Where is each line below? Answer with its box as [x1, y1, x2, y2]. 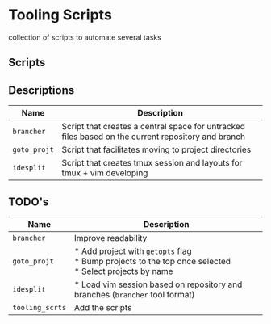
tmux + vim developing [61, 167, 148, 179]
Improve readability [73, 232, 148, 243]
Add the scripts [73, 301, 132, 313]
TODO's [8, 195, 49, 208]
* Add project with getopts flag [73, 245, 192, 256]
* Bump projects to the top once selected [73, 255, 231, 267]
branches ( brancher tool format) [73, 288, 195, 300]
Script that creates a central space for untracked [61, 121, 246, 133]
